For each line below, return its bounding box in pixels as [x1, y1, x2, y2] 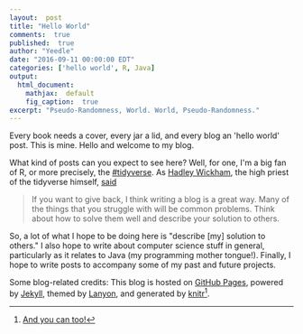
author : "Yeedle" [9, 47, 75, 56]
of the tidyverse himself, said [9, 177, 117, 188]
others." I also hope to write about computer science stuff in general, [9, 240, 265, 251]
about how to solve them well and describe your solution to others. [31, 213, 280, 224]
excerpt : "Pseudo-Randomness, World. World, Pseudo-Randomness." [9, 106, 260, 115]
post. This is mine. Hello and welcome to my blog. [9, 140, 195, 151]
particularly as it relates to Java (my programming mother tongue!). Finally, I [9, 250, 291, 261]
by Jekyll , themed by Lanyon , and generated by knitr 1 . [9, 286, 210, 299]
